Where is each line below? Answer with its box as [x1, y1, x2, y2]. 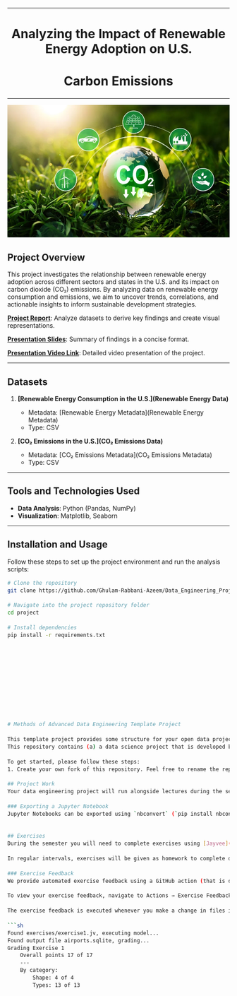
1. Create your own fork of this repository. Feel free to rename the [7, 766, 219, 773]
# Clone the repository [7, 579, 78, 586]
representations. [7, 321, 55, 330]
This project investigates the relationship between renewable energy [7, 270, 207, 279]
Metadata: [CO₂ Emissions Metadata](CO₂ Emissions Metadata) [28, 451, 213, 459]
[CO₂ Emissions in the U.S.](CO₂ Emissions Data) [17, 437, 164, 445]
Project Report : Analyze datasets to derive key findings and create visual [7, 314, 220, 322]
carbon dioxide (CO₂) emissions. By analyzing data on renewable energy [7, 285, 219, 294]
